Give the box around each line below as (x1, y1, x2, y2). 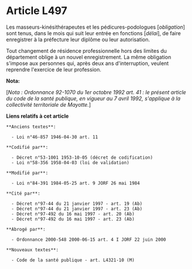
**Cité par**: (6, 190, 41, 196)
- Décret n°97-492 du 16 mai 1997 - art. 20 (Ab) (11, 211, 135, 217)
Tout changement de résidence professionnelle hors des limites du (6, 47, 167, 54)
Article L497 (6, 4, 67, 18)
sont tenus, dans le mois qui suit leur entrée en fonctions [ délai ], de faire (6, 29, 181, 36)
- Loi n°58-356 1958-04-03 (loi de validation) (11, 159, 130, 165)
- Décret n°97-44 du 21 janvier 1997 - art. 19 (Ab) (11, 200, 143, 206)
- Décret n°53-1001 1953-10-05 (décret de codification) (11, 154, 153, 161)
